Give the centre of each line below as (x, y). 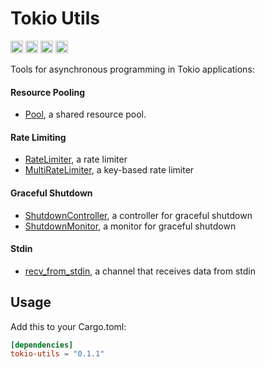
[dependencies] (42, 345)
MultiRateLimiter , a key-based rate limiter (109, 170)
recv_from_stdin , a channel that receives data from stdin (140, 271)
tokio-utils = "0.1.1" (57, 354)
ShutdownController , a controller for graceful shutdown (138, 215)
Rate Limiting (38, 137)
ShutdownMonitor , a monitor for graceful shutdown (130, 226)
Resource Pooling (48, 92)
